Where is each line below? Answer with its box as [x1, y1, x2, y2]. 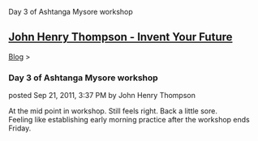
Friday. [8, 123, 32, 133]
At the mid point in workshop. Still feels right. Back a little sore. [8, 106, 217, 116]
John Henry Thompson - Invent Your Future [8, 30, 233, 44]
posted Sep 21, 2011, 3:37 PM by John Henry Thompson [8, 91, 196, 100]
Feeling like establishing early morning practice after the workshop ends [8, 115, 250, 125]
